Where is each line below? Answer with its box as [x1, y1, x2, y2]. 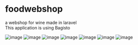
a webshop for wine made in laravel [5, 20, 77, 25]
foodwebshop [5, 3, 63, 15]
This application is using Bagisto [5, 24, 70, 30]
